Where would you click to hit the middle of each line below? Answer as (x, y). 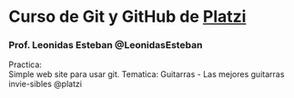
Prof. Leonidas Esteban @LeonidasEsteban (106, 45)
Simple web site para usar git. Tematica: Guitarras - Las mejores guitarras (147, 74)
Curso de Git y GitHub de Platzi (127, 17)
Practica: (25, 64)
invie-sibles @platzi (46, 84)
